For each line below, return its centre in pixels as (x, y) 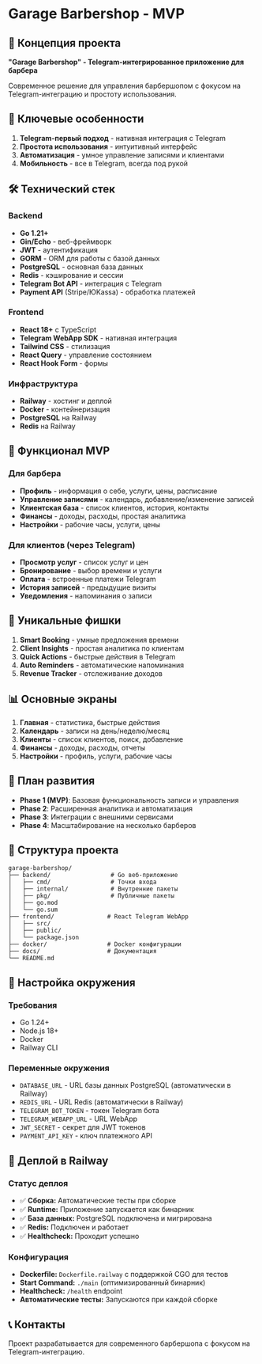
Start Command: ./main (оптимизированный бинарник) (112, 1282)
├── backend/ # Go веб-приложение (93, 876)
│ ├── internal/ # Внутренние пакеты (93, 889)
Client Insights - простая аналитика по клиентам (102, 648)
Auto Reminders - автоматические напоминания (102, 665)
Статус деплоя (38, 1183)
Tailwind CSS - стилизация (65, 346)
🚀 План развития (52, 781)
